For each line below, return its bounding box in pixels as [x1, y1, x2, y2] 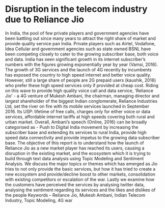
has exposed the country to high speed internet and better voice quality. [5, 72, 151, 78]
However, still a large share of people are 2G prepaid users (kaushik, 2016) [5, 77, 156, 83]
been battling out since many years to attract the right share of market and [5, 35, 156, 41]
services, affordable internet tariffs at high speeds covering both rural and [5, 114, 155, 119]
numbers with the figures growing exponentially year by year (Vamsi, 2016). [5, 61, 158, 67]
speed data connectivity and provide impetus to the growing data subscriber [5, 134, 160, 141]
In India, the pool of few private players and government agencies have [5, 30, 149, 36]
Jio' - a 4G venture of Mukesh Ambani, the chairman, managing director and [5, 92, 160, 99]
